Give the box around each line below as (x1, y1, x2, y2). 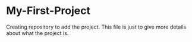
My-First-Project (6, 4, 91, 17)
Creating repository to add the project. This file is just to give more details (6, 23, 187, 30)
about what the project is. (6, 29, 69, 36)
